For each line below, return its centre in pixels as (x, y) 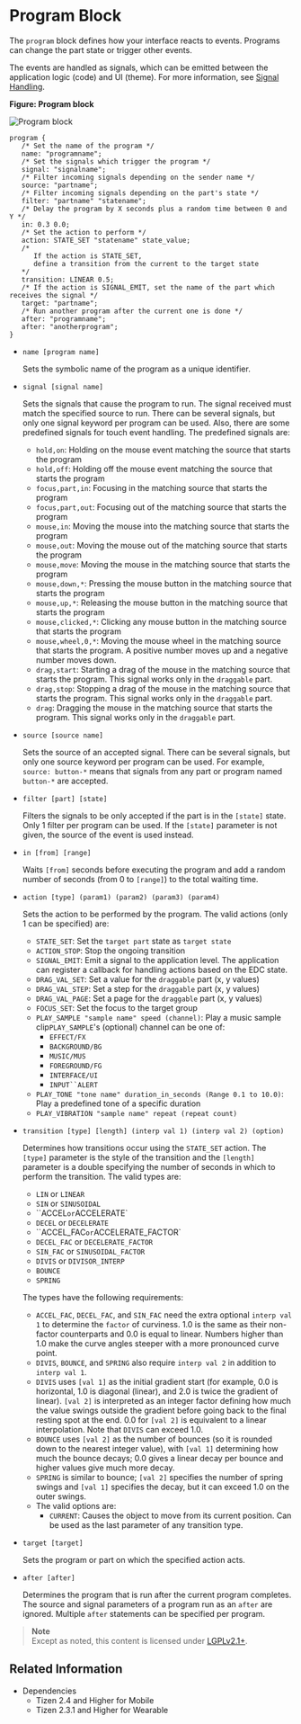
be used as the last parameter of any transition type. (146, 1524)
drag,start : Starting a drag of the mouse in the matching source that (163, 669)
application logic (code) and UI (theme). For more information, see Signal (144, 76)
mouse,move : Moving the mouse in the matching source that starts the (163, 564)
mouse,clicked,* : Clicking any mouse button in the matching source (161, 621)
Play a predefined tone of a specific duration (118, 1103)
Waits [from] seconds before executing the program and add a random (154, 870)
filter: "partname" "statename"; (84, 201)
